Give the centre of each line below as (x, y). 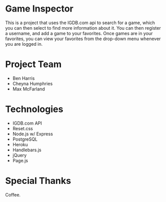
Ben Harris (24, 78)
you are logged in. (24, 44)
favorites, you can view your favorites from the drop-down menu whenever (83, 39)
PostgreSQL (25, 139)
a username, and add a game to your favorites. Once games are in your (79, 33)
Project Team (33, 65)
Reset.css (23, 128)
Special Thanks (38, 181)
